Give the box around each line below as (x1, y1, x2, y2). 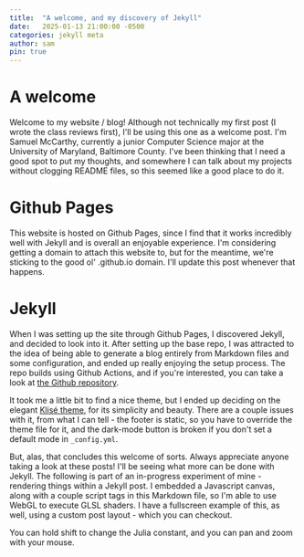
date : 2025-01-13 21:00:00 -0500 (9, 22, 145, 31)
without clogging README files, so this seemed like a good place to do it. (9, 165, 285, 176)
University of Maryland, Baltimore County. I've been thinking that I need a (9, 146, 286, 157)
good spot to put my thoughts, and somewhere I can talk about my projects (9, 156, 292, 167)
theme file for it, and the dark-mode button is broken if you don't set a (9, 424, 272, 435)
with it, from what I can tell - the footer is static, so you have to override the (9, 414, 293, 425)
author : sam (9, 38, 55, 48)
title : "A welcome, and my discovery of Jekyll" (9, 13, 203, 23)
